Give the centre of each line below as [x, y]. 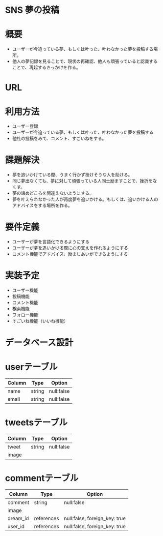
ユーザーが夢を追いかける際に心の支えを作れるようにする [70, 248]
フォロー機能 [25, 315]
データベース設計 [39, 343]
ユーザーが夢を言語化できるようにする [51, 242]
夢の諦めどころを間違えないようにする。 [53, 193]
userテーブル [31, 367]
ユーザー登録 [25, 126]
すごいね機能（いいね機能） [40, 321]
